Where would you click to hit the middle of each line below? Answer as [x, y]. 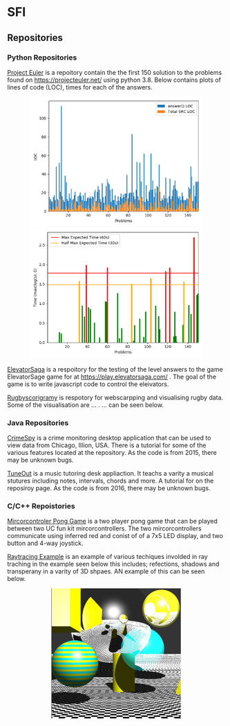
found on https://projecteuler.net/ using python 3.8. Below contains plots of [114, 80]
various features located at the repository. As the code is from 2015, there [112, 453]
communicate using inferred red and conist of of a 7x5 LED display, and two [115, 536]
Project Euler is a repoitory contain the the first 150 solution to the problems [115, 72]
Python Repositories [42, 58]
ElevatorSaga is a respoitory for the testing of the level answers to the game [115, 369]
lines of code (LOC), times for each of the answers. [80, 87]
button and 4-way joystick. [45, 543]
